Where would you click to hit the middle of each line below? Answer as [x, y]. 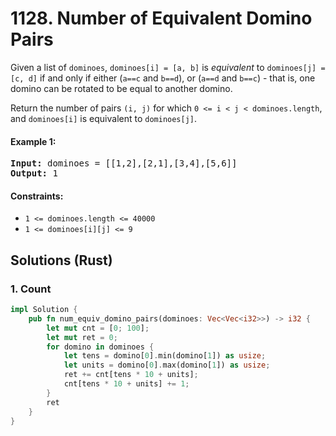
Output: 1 [34, 173]
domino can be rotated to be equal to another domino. [121, 88]
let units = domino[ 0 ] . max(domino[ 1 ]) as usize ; [167, 365]
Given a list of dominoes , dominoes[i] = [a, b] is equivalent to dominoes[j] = [168, 67]
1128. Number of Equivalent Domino [161, 18]
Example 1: [33, 141]
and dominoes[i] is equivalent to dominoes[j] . [104, 118]
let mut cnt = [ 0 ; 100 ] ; [98, 328]
